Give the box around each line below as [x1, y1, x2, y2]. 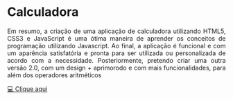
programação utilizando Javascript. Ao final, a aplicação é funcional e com [7, 41, 226, 50]
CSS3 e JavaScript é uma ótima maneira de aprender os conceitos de [7, 34, 226, 42]
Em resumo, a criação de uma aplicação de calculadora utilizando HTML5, [7, 27, 226, 35]
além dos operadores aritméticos [7, 70, 102, 79]
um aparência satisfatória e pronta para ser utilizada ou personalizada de [7, 49, 226, 57]
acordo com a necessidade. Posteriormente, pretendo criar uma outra [7, 56, 226, 64]
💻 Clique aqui [7, 84, 48, 93]
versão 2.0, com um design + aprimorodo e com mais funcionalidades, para [7, 63, 226, 72]
